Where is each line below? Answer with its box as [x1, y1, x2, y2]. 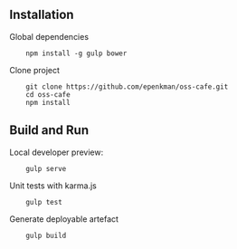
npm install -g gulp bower [25, 49, 128, 58]
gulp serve [25, 164, 67, 173]
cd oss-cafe [25, 90, 71, 99]
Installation [9, 7, 74, 23]
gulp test [25, 197, 63, 206]
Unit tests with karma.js [9, 180, 97, 191]
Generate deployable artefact [9, 213, 119, 225]
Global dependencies [9, 31, 89, 42]
